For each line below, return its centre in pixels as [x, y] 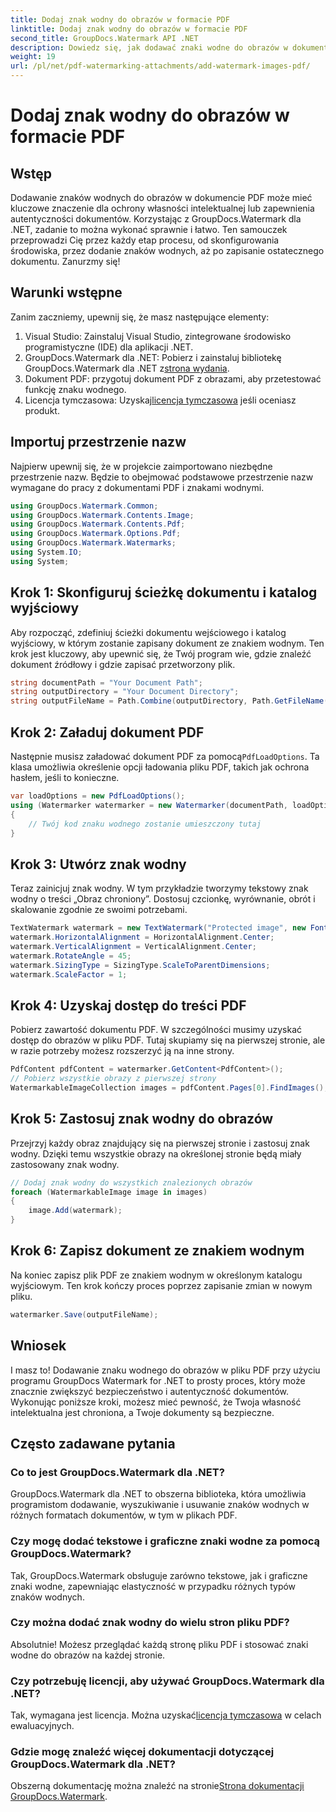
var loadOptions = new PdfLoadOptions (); [98, 796]
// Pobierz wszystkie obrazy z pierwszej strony [113, 1079]
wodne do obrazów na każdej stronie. [88, 1655]
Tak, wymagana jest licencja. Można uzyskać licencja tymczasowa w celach [166, 1715]
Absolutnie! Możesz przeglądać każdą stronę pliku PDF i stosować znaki [159, 1644]
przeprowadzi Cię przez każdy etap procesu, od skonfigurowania [145, 240]
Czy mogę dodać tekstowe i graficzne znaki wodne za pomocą [165, 1541]
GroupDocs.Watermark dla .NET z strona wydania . [127, 368]
